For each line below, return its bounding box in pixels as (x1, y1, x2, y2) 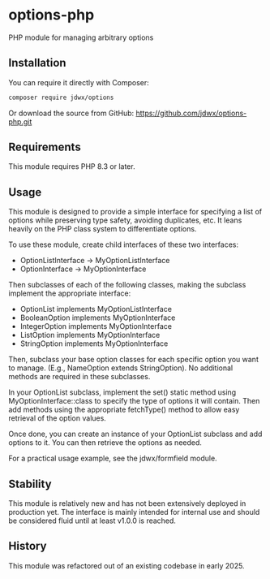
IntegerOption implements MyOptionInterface (19, 322, 173, 331)
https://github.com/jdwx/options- (135, 108, 247, 118)
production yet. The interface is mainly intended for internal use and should (8, 508, 260, 517)
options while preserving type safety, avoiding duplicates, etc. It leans (8, 215, 242, 225)
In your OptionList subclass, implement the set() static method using (8, 387, 237, 397)
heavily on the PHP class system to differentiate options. (8, 224, 197, 234)
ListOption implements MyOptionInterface (19, 331, 161, 340)
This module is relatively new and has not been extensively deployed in (8, 499, 246, 508)
